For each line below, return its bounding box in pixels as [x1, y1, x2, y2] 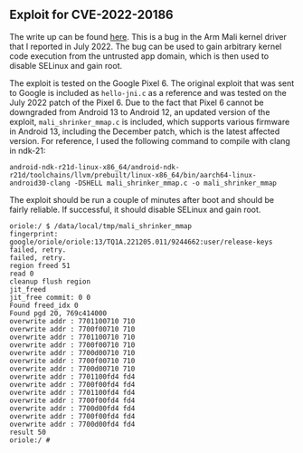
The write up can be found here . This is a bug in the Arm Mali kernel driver [9, 31, 287, 42]
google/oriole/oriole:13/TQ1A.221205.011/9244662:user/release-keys [9, 237, 273, 246]
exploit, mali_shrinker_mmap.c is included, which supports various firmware [9, 116, 290, 127]
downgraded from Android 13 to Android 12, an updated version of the [9, 106, 270, 117]
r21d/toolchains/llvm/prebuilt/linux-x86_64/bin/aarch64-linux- [9, 170, 257, 179]
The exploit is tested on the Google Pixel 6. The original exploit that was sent [9, 77, 295, 89]
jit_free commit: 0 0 [9, 293, 91, 302]
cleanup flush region [9, 276, 91, 286]
